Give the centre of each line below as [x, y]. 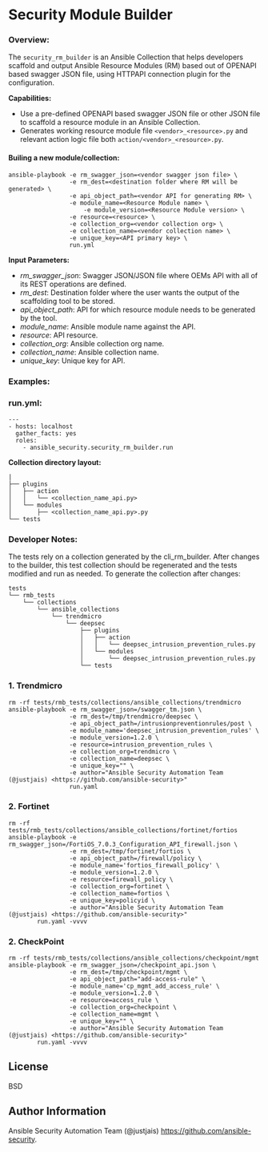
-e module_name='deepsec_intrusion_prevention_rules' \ [164, 730]
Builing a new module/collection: [64, 158]
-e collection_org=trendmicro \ [123, 751]
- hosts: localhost [41, 426]
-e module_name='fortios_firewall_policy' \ [144, 865]
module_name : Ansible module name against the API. [108, 326]
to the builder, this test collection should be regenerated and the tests [123, 565]
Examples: [29, 381]
